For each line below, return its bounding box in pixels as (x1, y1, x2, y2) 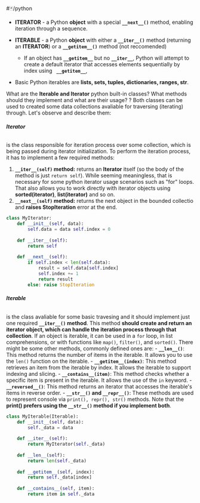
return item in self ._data (27, 491, 95, 497)
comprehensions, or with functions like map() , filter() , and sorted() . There (6, 338, 193, 345)
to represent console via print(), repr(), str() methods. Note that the (6, 396, 184, 403)
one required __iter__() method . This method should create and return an (6, 319, 192, 326)
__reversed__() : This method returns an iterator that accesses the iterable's (6, 382, 192, 390)
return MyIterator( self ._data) (27, 441, 106, 448)
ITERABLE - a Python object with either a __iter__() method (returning (14, 36, 191, 44)
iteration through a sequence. (14, 25, 88, 32)
